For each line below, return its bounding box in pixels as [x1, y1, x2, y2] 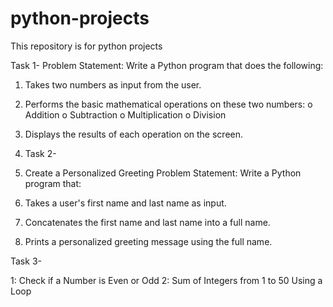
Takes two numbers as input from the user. [24, 78, 202, 91]
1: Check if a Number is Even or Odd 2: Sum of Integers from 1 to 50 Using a [10, 274, 323, 286]
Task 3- [10, 255, 42, 267]
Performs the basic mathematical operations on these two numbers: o [24, 98, 313, 110]
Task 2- [24, 147, 57, 159]
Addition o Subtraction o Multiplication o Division [24, 108, 227, 121]
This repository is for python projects [10, 40, 163, 52]
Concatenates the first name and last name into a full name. [24, 216, 271, 228]
